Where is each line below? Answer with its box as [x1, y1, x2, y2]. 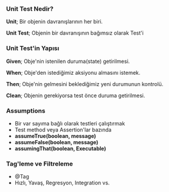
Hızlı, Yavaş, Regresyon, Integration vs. [14, 179, 110, 187]
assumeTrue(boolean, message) [14, 132, 96, 140]
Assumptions [6, 107, 45, 115]
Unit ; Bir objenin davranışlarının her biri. [6, 18, 103, 25]
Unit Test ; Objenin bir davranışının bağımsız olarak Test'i [6, 29, 144, 37]
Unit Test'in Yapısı [6, 44, 60, 52]
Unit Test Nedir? [6, 5, 54, 13]
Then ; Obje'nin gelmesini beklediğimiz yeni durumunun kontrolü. [6, 80, 164, 87]
